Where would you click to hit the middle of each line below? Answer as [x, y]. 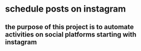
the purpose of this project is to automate [70, 27]
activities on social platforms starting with [71, 34]
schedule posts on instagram [66, 9]
